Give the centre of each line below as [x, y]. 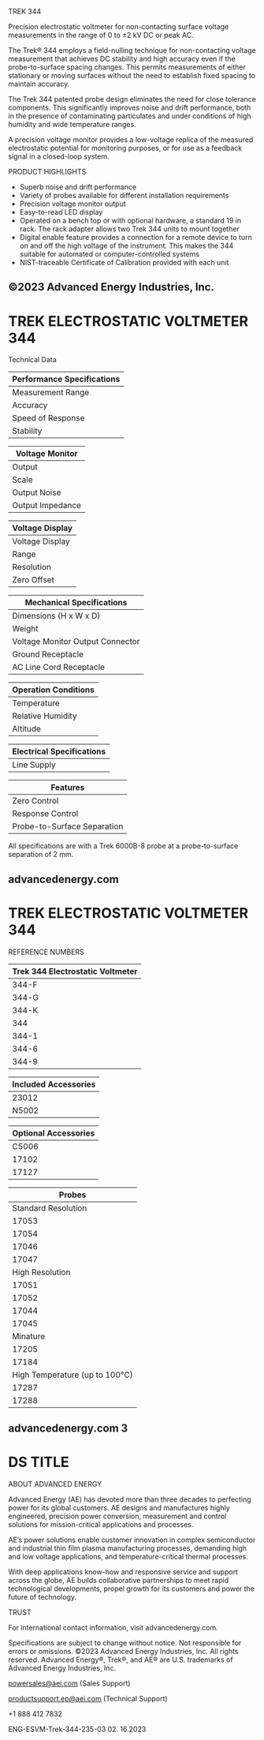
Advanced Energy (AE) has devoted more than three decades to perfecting [130, 1499]
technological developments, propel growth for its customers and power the [131, 1588]
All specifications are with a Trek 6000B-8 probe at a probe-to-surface [123, 846]
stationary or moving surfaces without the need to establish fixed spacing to [132, 75]
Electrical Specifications [59, 751]
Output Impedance [46, 506]
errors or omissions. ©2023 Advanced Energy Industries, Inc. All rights [123, 1651]
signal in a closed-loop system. [59, 156]
